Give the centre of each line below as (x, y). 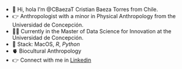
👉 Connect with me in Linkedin (52, 60)
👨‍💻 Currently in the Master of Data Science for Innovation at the (92, 31)
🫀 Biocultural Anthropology (47, 51)
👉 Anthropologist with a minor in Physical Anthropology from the (94, 16)
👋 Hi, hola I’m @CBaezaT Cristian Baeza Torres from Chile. (85, 9)
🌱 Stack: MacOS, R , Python (46, 44)
